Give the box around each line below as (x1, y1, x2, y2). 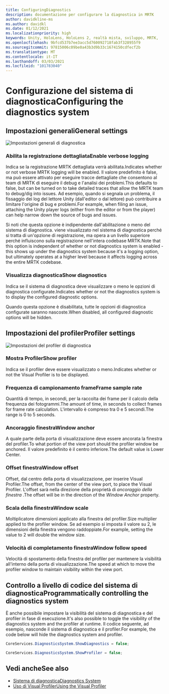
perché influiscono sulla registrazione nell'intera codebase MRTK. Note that (6, 238, 161, 244)
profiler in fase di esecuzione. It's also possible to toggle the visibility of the (6, 615, 160, 622)
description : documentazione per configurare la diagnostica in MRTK (6, 12, 154, 17)
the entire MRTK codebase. (6, 259, 62, 265)
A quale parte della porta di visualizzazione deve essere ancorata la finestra (6, 436, 162, 442)
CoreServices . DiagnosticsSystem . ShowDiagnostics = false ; (6, 641, 129, 647)
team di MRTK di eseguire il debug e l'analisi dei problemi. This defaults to (6, 180, 157, 186)
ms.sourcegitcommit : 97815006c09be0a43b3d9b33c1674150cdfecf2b (6, 45, 141, 50)
